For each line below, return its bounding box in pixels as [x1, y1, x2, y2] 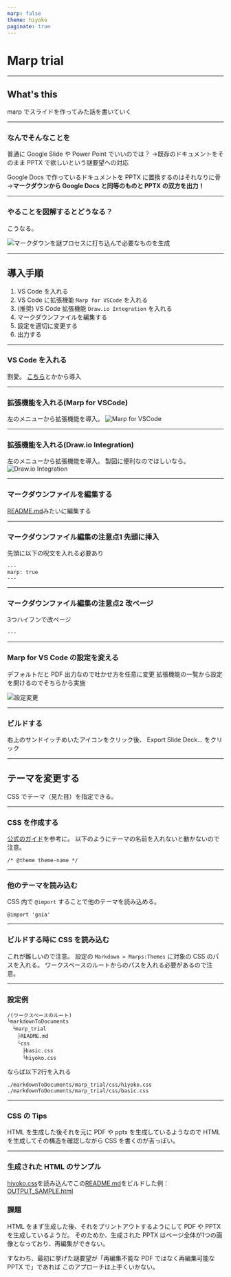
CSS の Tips [7, 1111, 47, 1121]
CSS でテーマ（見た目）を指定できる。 [7, 792, 118, 800]
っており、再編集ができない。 [25, 1239, 109, 1247]
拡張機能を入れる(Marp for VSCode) [7, 398, 129, 407]
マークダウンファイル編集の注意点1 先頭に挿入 [7, 532, 159, 542]
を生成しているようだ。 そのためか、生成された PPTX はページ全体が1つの [7, 1231, 217, 1239]
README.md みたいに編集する [7, 507, 91, 515]
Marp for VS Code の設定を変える [7, 653, 119, 662]
